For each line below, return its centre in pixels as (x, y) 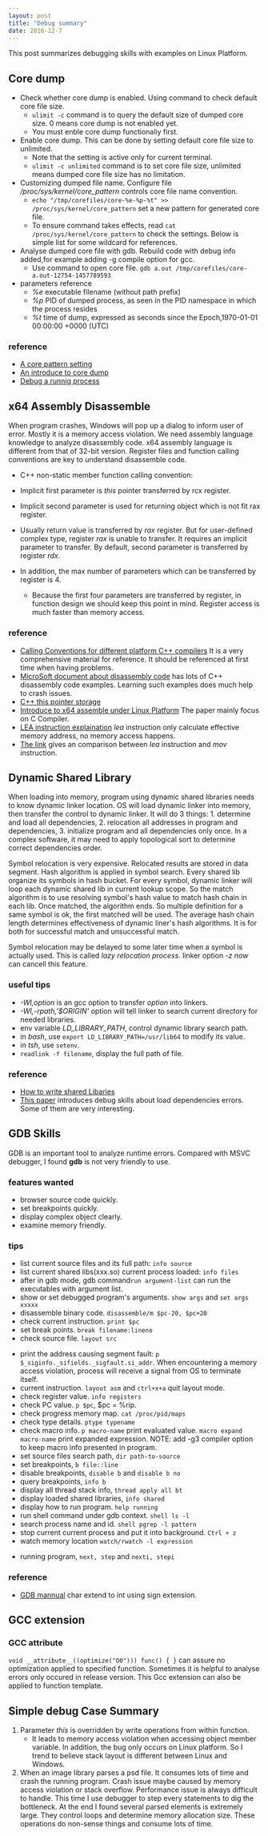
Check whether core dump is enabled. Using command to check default (138, 98)
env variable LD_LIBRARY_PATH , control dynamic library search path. (134, 1028)
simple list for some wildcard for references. (104, 243)
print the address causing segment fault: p (90, 1354)
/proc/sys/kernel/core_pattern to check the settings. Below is (135, 234)
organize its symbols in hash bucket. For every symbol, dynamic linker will (130, 881)
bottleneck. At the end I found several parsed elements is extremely (131, 1807)
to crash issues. (46, 693)
